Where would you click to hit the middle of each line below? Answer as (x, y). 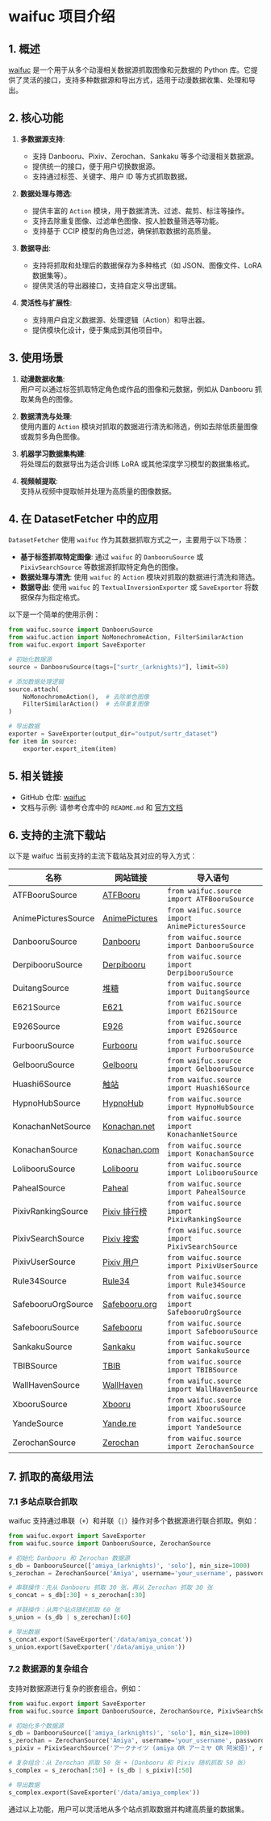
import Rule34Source (206, 1285)
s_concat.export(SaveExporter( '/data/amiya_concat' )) (101, 1639)
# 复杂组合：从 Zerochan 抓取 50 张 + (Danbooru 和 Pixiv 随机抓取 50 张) (127, 1763)
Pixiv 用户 (121, 1262)
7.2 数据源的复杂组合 (48, 1669)
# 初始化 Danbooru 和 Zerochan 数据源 (69, 1558)
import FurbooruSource (210, 1050)
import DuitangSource (208, 992)
